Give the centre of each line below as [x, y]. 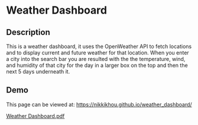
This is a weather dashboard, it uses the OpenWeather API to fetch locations [99, 46]
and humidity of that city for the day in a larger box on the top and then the [97, 65]
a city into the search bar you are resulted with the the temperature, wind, [96, 59]
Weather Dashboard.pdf [35, 116]
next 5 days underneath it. [38, 71]
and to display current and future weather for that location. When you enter [98, 53]
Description [28, 32]
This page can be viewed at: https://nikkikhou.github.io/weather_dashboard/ [99, 104]
